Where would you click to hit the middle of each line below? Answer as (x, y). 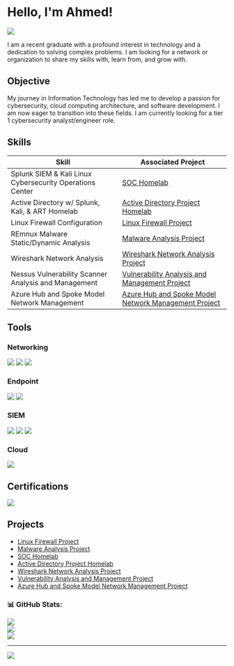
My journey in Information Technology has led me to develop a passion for (114, 98)
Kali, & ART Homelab (45, 211)
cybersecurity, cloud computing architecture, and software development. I (114, 105)
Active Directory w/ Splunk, (55, 202)
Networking (28, 347)
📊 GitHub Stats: (35, 604)
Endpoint (23, 381)
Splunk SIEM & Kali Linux (51, 174)
